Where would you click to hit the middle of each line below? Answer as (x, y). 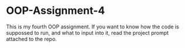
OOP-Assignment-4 (56, 11)
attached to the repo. (31, 39)
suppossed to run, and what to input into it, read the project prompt (88, 32)
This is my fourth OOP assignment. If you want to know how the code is (92, 27)
